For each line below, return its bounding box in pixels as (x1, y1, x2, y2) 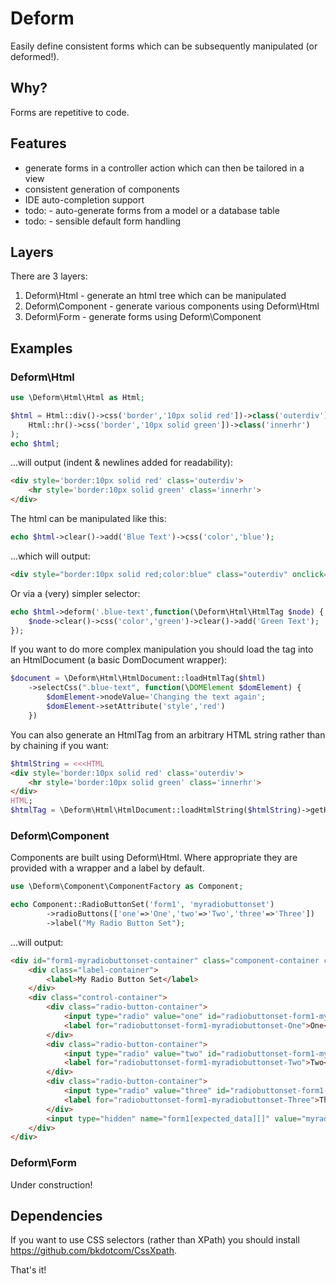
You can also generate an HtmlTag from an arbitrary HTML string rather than (10, 728, 326, 741)
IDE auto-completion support (24, 193, 145, 206)
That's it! (10, 1264, 47, 1276)
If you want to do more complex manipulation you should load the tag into (10, 643, 314, 656)
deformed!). (10, 50, 60, 62)
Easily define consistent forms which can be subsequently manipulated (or (10, 40, 318, 52)
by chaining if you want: (10, 739, 110, 751)
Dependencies (10, 1208, 103, 1225)
